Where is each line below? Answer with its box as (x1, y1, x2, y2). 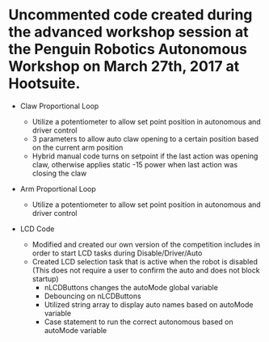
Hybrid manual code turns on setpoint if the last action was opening (32, 151, 258, 161)
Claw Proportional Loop (19, 101, 99, 111)
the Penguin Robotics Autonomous (8, 40, 248, 58)
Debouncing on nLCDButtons (44, 291, 141, 301)
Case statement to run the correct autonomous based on (44, 317, 233, 327)
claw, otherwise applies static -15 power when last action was (32, 159, 238, 169)
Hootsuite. (8, 74, 81, 93)
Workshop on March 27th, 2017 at (8, 57, 240, 76)
